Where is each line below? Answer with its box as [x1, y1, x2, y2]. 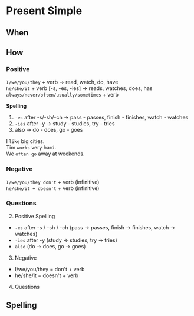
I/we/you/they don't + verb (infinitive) [6, 178, 100, 185]
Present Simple [6, 4, 83, 18]
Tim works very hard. [6, 144, 57, 151]
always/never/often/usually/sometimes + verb [6, 91, 119, 98]
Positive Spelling [14, 212, 55, 219]
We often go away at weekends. [6, 150, 85, 157]
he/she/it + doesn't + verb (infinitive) [6, 184, 100, 192]
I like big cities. [6, 138, 45, 145]
